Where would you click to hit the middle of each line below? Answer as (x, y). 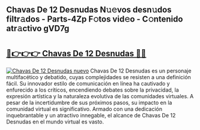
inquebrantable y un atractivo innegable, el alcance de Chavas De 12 (91, 115)
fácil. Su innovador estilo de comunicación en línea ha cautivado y (88, 84)
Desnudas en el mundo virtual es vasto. (55, 122)
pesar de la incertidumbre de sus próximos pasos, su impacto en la (89, 102)
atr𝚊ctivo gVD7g (38, 28)
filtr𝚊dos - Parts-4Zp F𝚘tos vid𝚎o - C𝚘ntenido (95, 19)
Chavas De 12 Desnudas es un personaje (141, 71)
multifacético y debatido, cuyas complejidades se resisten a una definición (98, 77)
